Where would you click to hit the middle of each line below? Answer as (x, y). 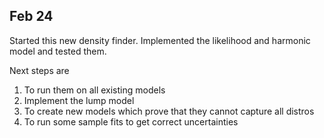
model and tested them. (58, 51)
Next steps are (39, 70)
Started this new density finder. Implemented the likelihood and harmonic (160, 40)
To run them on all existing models (94, 90)
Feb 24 (31, 16)
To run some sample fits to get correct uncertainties (131, 121)
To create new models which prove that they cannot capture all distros (169, 111)
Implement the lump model (79, 100)
